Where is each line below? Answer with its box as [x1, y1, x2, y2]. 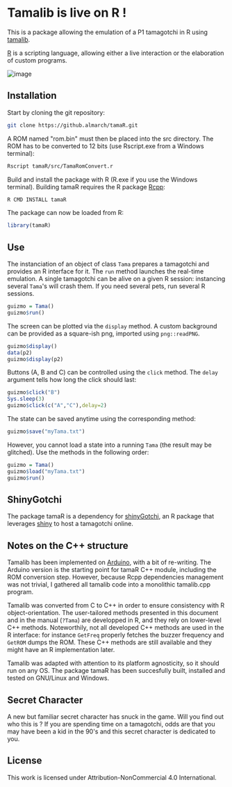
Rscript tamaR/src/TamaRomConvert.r [7, 162, 113, 170]
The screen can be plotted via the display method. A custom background [7, 321, 217, 330]
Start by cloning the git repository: [7, 108, 106, 116]
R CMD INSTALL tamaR [7, 196, 67, 203]
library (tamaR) [7, 222, 51, 229]
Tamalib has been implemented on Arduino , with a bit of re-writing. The [7, 558, 212, 566]
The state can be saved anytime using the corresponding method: [7, 415, 196, 423]
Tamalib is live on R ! [7, 5, 127, 21]
